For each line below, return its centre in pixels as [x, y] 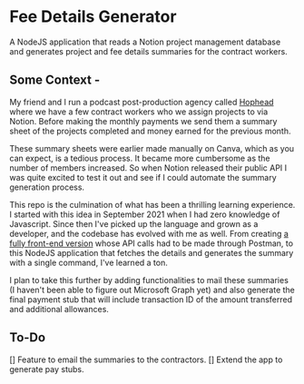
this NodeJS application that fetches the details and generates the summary [152, 252]
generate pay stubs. [47, 369]
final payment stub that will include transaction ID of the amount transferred [151, 299]
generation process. [47, 187]
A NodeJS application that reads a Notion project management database [145, 42]
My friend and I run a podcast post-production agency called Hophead [142, 102]
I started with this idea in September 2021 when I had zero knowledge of [145, 214]
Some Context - [55, 80]
